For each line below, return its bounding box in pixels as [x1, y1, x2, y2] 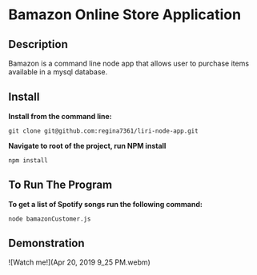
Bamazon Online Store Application [8, 6, 242, 24]
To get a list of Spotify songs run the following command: [8, 199, 203, 209]
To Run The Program [8, 178, 113, 192]
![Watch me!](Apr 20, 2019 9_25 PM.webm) [8, 257, 151, 267]
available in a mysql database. [8, 67, 108, 77]
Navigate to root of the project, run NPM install [8, 141, 167, 150]
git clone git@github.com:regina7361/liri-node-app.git [8, 126, 199, 135]
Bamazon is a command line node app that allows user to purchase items [8, 58, 250, 68]
